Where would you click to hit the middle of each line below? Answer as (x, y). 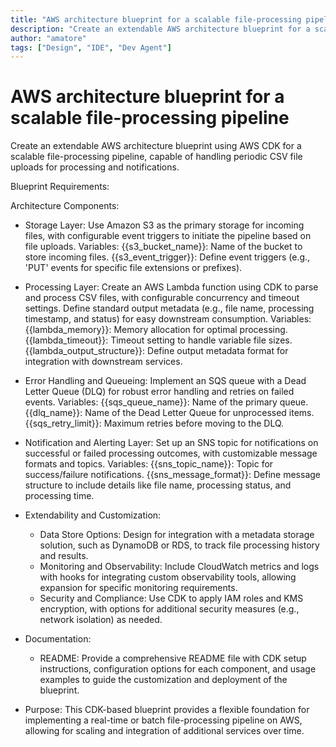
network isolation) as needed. (101, 620)
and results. (64, 556)
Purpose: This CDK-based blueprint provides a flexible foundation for (167, 710)
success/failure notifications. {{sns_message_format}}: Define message (173, 475)
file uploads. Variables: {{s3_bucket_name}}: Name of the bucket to (163, 247)
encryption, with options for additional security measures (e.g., (169, 609)
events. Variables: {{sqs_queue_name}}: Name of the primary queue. (166, 402)
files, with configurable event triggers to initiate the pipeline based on (168, 236)
